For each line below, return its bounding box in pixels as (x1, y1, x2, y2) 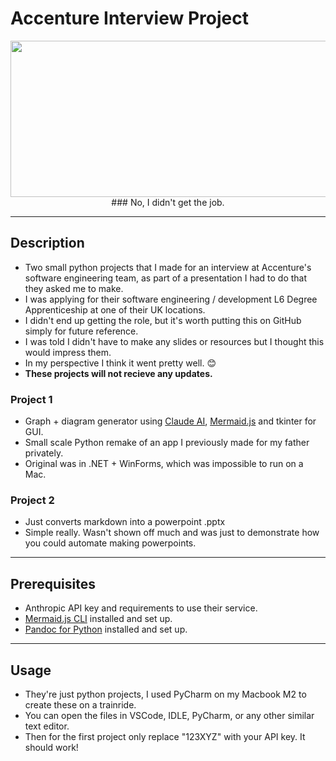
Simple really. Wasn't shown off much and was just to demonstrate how (24, 527, 320, 539)
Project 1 (10, 392, 53, 406)
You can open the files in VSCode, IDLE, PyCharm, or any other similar (24, 709, 315, 721)
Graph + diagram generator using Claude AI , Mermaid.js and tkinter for (24, 415, 317, 427)
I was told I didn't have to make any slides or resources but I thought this (24, 335, 325, 347)
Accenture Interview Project (10, 7, 249, 30)
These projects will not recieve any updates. (24, 367, 213, 379)
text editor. (24, 720, 70, 732)
